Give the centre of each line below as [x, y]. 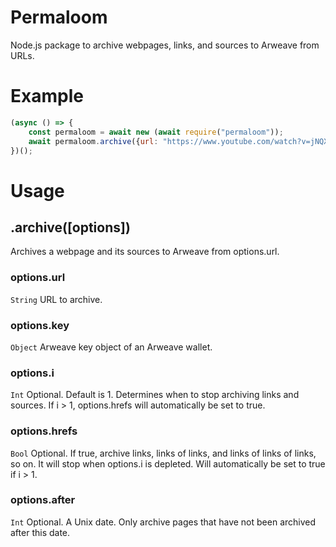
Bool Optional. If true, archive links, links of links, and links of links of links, [163, 453]
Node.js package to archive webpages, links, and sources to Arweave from [165, 45]
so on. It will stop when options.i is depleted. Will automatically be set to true [168, 463]
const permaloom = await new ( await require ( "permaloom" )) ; [156, 132]
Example [47, 96]
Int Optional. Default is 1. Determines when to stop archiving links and [155, 395]
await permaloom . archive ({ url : [93, 141]
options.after [43, 500]
